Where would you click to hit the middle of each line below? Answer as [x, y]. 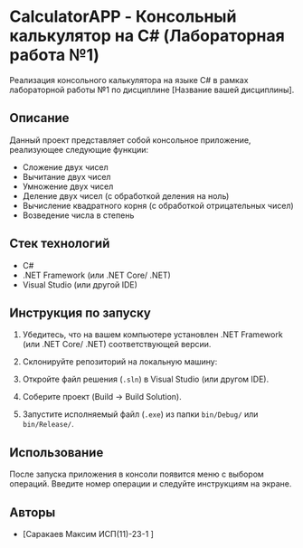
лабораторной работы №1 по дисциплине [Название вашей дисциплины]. [152, 90]
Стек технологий [60, 244]
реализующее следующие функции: [79, 149]
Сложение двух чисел [65, 167]
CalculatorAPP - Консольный [123, 17]
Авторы [33, 512]
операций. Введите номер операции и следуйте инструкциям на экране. [151, 484]
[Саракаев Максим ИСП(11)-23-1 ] [88, 534]
